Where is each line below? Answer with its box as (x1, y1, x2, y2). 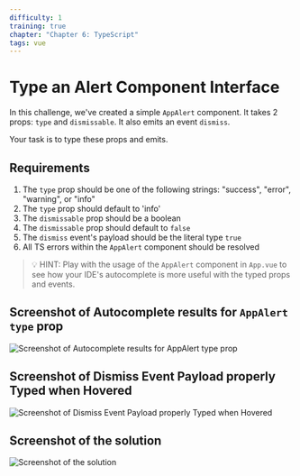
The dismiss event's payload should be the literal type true (22, 232, 241, 243)
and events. (31, 279, 76, 289)
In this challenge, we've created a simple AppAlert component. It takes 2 (9, 107, 278, 118)
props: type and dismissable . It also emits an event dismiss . (9, 116, 231, 127)
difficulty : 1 (9, 13, 63, 23)
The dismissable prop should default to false (22, 223, 191, 233)
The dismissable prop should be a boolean (22, 213, 182, 224)
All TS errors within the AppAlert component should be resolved (22, 242, 259, 252)
